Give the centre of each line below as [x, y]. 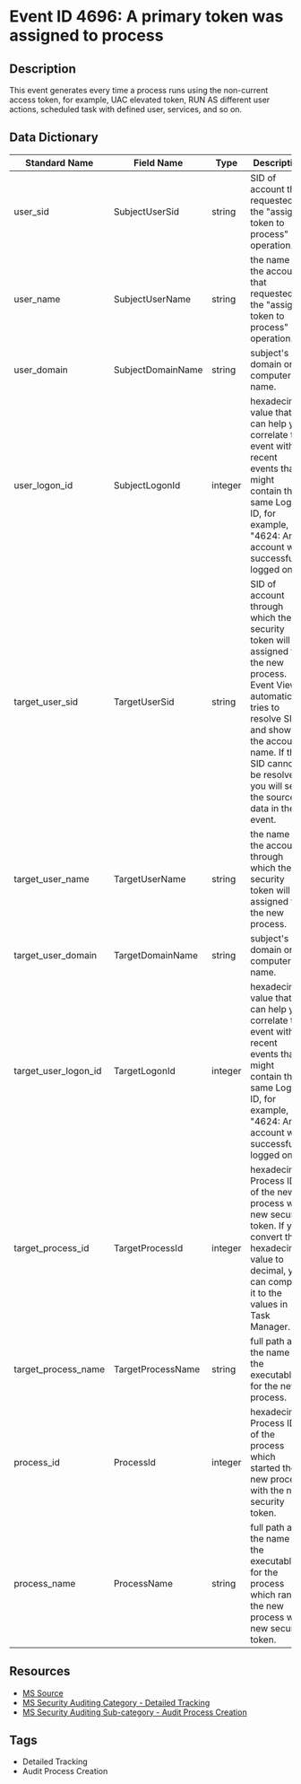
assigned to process [86, 35]
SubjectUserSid [146, 211]
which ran [271, 1595]
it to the [266, 1292]
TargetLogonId [145, 1071]
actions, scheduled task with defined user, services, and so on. [126, 109]
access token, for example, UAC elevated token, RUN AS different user [140, 100]
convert [267, 1237]
